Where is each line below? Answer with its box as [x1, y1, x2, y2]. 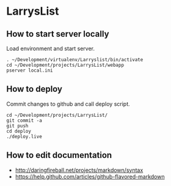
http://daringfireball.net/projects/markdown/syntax [15, 166, 144, 174]
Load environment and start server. [6, 45, 95, 52]
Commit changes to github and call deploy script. [6, 100, 130, 108]
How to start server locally [6, 29, 109, 39]
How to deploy [6, 84, 63, 94]
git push [6, 122, 29, 129]
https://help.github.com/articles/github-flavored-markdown [15, 173, 165, 180]
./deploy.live [6, 133, 43, 139]
